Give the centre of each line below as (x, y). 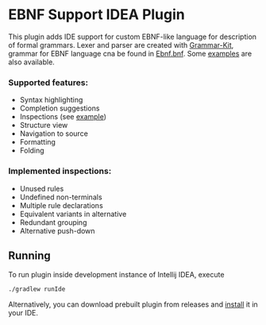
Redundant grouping (53, 222)
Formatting (37, 142)
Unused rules (42, 188)
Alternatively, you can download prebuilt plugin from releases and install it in (133, 304)
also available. (32, 62)
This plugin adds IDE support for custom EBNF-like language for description (132, 37)
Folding (32, 151)
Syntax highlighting (51, 100)
